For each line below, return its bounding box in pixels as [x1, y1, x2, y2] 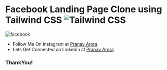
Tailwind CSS [5, 14, 62, 26]
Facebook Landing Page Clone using [5, 4, 162, 15]
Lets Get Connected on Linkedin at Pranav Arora [12, 46, 114, 52]
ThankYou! [5, 59, 33, 66]
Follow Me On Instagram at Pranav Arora [12, 41, 98, 47]
